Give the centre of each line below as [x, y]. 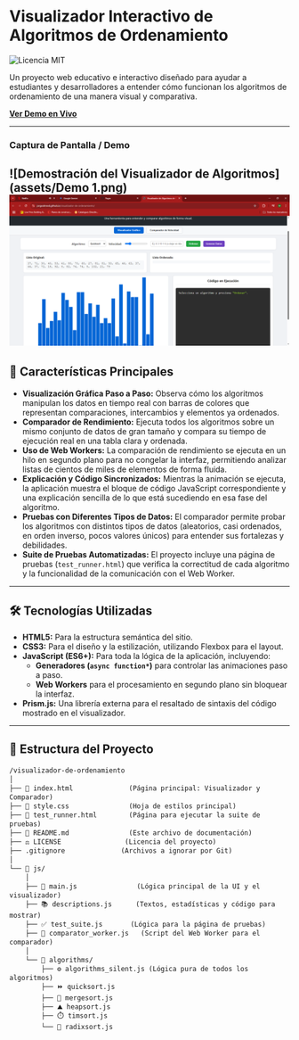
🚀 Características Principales [91, 372]
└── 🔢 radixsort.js [77, 1028]
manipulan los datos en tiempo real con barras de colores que [136, 402]
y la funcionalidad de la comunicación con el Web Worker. [129, 574]
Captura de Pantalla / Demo [70, 144]
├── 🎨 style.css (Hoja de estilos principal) [123, 806]
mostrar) [25, 916]
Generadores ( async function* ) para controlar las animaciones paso [162, 665]
